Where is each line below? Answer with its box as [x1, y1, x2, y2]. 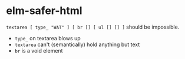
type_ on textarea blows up [14, 34, 81, 41]
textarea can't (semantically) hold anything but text [14, 41, 140, 48]
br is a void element [14, 47, 63, 54]
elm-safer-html [6, 4, 82, 18]
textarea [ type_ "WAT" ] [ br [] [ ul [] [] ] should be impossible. [6, 23, 180, 30]
